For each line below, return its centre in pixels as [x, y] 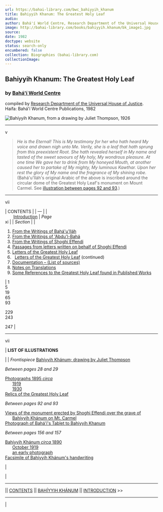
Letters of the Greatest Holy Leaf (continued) [59, 257]
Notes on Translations [34, 267]
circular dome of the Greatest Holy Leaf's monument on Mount [80, 183]
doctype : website [23, 41]
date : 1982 [16, 37]
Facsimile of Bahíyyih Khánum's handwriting [49, 457]
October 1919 [25, 447]
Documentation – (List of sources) [46, 262]
